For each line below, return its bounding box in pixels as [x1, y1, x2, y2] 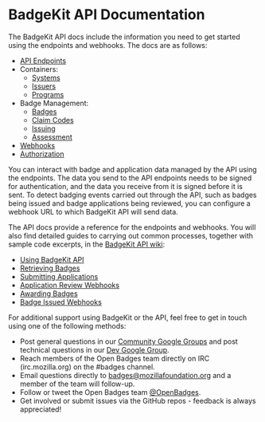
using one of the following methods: [8, 321, 127, 330]
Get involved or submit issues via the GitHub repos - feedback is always [19, 396, 256, 405]
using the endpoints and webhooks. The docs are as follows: [8, 40, 208, 49]
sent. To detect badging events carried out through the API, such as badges [8, 190, 257, 199]
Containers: [19, 64, 58, 73]
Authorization [19, 149, 65, 159]
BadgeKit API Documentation [8, 6, 205, 24]
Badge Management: [19, 98, 89, 108]
